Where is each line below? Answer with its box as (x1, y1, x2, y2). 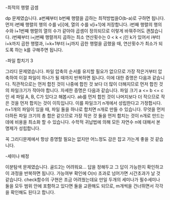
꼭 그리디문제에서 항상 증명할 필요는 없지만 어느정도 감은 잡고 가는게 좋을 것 (5, 136, 154, 142)
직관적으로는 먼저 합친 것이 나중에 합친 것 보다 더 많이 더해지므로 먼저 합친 (12, 81, 158, 87)
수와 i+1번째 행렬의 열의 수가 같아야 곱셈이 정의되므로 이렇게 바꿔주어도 (5, 28, 146, 34)
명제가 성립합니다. (5, 126, 41, 131)
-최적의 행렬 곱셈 (5, 5, 39, 10)
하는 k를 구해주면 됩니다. (14, 47, 63, 53)
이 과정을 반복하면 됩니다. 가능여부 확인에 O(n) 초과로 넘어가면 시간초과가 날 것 (5, 170, 161, 176)
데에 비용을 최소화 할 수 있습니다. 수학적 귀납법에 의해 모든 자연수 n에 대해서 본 (5, 119, 161, 125)
